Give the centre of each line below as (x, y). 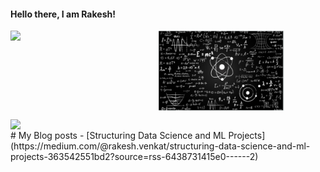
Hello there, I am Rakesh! (63, 14)
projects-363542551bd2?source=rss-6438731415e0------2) (134, 156)
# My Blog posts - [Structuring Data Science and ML (118, 135)
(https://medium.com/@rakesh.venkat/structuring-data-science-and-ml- (160, 146)
